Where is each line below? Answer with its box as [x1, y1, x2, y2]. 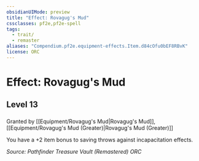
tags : [6, 26, 20, 32]
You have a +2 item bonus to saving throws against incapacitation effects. [6, 136, 193, 144]
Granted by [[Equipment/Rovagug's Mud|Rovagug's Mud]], [6, 118, 155, 125]
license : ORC [6, 49, 40, 55]
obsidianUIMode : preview [6, 9, 70, 15]
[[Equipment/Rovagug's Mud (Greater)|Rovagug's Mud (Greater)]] [6, 124, 174, 132]
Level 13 [6, 99, 39, 110]
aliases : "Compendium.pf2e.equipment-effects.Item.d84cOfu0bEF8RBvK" [6, 43, 189, 50]
